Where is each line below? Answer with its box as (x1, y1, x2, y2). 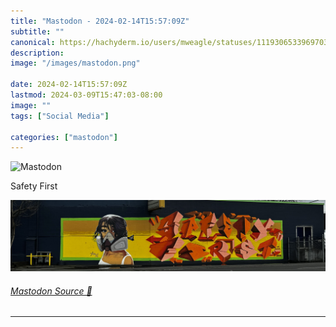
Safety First (10, 180, 58, 192)
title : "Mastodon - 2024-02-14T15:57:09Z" (10, 16, 190, 26)
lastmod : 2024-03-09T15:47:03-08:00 (10, 90, 163, 100)
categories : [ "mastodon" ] (10, 132, 118, 142)
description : (10, 48, 65, 58)
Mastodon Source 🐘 (10, 285, 93, 297)
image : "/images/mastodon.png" (10, 58, 141, 69)
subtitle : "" (10, 26, 65, 37)
